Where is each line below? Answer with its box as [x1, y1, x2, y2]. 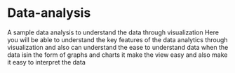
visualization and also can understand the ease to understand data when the [7, 43, 229, 51]
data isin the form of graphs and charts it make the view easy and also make [7, 51, 228, 59]
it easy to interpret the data [7, 58, 86, 66]
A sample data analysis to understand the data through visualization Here [7, 28, 220, 36]
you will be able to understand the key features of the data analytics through [7, 35, 228, 44]
